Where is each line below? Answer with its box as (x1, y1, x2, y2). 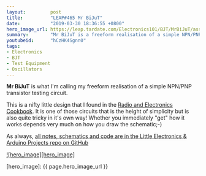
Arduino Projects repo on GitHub (6, 139, 89, 147)
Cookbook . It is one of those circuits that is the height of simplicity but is (6, 108, 189, 115)
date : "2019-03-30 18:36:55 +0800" (6, 20, 124, 26)
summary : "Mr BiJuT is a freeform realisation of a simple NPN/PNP (6, 32, 202, 38)
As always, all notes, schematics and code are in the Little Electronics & (6, 132, 187, 140)
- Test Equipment (6, 60, 51, 66)
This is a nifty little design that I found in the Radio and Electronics (6, 101, 173, 109)
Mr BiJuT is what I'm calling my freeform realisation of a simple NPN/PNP (6, 83, 192, 90)
